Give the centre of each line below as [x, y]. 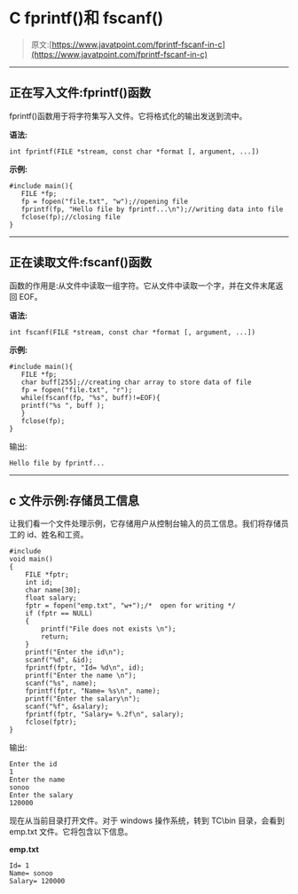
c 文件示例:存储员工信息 [74, 501]
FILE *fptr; [47, 575]
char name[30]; [53, 591]
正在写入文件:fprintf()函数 [80, 93]
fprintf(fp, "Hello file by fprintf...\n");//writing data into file [152, 209]
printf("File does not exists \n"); [109, 629]
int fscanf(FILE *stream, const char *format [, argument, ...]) [132, 332]
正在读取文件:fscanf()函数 [81, 263]
